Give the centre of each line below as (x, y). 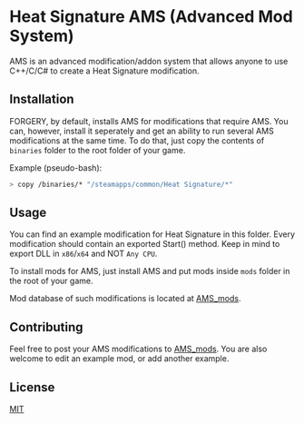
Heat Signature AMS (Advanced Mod (151, 17)
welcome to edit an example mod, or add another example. (119, 359)
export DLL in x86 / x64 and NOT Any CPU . (83, 254)
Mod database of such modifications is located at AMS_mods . (125, 299)
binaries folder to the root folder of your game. (98, 150)
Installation (42, 99)
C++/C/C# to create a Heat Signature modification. (104, 71)
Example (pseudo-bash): (56, 167)
